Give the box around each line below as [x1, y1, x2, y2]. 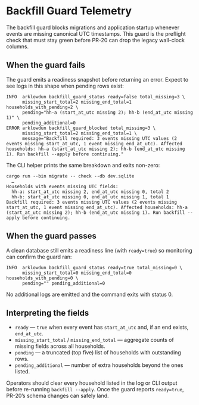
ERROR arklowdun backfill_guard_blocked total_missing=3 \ [6, 125, 156, 131]
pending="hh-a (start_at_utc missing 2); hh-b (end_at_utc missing [21, 109, 194, 116]
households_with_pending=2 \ [6, 104, 79, 110]
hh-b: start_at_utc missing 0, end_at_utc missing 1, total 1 [11, 194, 169, 200]
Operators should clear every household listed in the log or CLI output [6, 379, 178, 387]
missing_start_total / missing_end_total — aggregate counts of [14, 337, 174, 344]
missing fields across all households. [14, 342, 105, 350]
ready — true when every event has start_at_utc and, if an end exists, [14, 323, 189, 331]
